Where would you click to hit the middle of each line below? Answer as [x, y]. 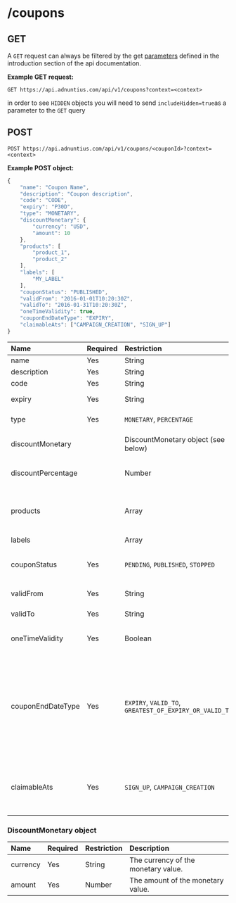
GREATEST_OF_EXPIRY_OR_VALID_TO [179, 710]
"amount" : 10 [52, 233]
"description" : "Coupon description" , [77, 194]
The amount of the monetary [177, 880]
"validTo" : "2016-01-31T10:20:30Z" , [74, 305]
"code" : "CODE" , [44, 201]
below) [136, 448]
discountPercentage [44, 473]
